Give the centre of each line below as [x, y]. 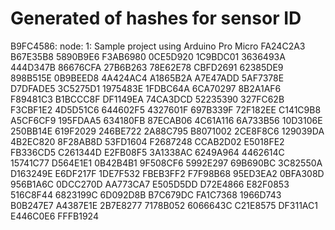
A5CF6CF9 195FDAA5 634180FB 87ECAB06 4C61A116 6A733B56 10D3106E [166, 120]
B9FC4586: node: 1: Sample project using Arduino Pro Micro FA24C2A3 [158, 46]
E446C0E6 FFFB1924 [54, 216]
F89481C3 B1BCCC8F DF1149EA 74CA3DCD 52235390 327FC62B [147, 99]
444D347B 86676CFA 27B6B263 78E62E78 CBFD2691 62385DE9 [147, 67]
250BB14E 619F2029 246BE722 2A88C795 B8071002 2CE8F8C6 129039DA [167, 131]
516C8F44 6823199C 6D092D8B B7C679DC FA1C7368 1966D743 [146, 194]
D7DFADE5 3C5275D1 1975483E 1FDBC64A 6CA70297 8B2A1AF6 [146, 88]
